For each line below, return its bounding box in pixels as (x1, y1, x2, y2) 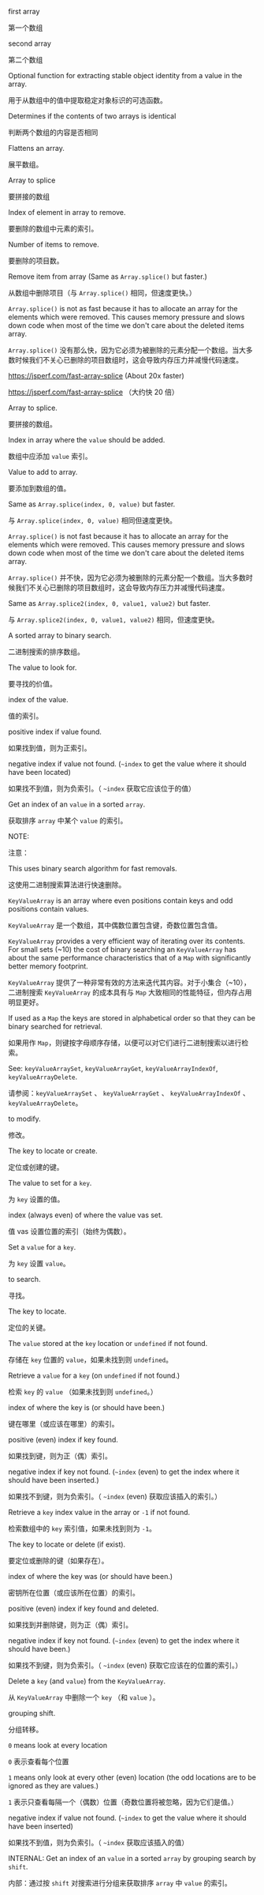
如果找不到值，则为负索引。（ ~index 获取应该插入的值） (8, 1838, 189, 1847)
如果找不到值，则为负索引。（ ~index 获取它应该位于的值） (8, 784, 195, 793)
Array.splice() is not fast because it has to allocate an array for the (8, 532, 229, 540)
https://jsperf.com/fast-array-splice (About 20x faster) (8, 371, 185, 380)
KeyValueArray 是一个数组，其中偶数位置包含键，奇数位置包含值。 (8, 920, 222, 930)
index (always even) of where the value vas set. (8, 1210, 163, 1220)
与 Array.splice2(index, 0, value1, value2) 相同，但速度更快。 (8, 615, 219, 624)
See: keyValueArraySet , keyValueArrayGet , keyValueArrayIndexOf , (8, 1064, 218, 1073)
